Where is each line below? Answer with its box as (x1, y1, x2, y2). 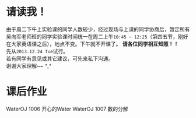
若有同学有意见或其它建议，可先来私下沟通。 (6, 55, 114, 62)
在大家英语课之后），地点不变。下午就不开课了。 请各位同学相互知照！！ (6, 40, 179, 47)
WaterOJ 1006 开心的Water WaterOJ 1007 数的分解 (6, 105, 128, 112)
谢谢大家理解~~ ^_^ (6, 62, 52, 69)
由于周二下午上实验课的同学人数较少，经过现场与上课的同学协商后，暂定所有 (6, 26, 190, 33)
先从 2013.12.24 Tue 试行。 (6, 47, 69, 54)
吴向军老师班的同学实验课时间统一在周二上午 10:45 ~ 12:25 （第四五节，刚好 (6, 33, 188, 40)
